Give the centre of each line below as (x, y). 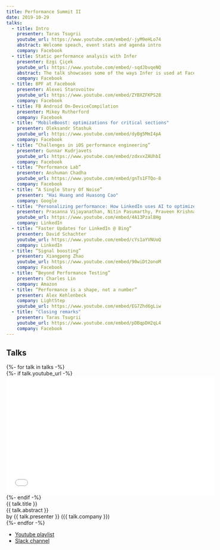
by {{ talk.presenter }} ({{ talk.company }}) (58, 517)
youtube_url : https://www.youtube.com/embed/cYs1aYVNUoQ (89, 240)
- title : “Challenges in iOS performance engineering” (81, 145)
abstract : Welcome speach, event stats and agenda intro (89, 45)
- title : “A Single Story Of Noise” (57, 190)
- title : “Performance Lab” (47, 167)
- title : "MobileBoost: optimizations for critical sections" (90, 123)
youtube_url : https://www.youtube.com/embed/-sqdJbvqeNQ (89, 67)
